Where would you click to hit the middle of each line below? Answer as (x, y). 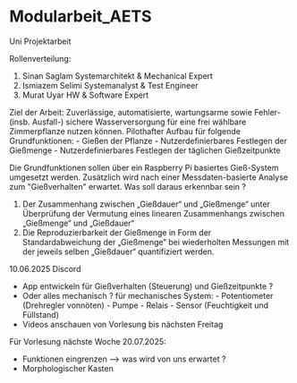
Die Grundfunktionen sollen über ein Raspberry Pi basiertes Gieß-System (144, 167)
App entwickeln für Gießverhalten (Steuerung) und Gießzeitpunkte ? (148, 286)
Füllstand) (41, 314)
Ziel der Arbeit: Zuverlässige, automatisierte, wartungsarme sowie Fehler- (145, 112)
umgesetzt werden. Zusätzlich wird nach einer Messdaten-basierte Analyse (149, 177)
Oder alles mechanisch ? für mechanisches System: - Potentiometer (148, 295)
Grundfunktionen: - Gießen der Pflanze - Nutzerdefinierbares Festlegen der (148, 140)
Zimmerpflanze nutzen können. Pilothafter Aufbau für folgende (125, 131)
